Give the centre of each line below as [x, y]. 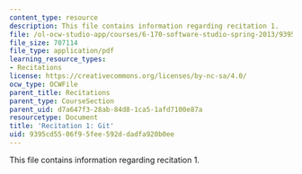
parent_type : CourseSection [62, 101]
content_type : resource [54, 17]
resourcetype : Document [54, 117]
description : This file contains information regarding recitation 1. [144, 26]
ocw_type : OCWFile [44, 84]
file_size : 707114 [44, 43]
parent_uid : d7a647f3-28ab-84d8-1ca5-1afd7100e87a [106, 109]
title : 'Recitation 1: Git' [62, 126]
